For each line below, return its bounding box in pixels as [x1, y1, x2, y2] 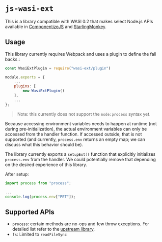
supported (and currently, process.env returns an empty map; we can [5, 136, 146, 142]
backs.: [5, 56, 20, 62]
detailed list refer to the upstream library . [12, 226, 95, 232]
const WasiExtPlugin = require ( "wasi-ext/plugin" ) [5, 66, 111, 70]
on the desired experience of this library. [5, 162, 87, 168]
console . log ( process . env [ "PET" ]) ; [5, 194, 76, 199]
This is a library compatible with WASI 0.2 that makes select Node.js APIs [5, 18, 153, 24]
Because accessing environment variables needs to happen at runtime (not [5, 120, 157, 127]
